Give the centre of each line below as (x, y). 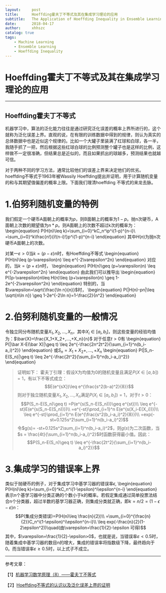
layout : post (23, 10)
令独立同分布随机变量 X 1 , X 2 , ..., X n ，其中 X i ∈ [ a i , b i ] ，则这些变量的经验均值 (81, 332)
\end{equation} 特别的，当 (78, 284)
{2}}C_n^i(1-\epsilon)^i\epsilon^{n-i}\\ (59, 522)
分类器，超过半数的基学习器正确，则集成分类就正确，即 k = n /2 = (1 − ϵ (88, 501)
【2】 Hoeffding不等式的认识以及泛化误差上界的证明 (58, 585)
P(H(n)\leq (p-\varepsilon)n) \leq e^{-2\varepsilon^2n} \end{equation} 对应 (81, 260)
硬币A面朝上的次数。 (26, 243)
